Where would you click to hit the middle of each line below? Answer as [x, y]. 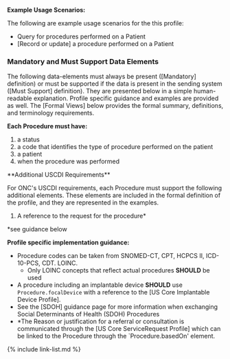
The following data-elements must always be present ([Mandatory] [102, 77]
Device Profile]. [39, 300]
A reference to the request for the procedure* [81, 216]
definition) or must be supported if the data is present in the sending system [115, 84]
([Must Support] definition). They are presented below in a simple [100, 91]
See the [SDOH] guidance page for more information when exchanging [117, 307]
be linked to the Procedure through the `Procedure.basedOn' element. [116, 336]
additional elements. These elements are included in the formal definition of [114, 196]
